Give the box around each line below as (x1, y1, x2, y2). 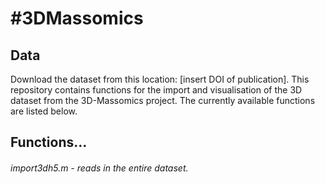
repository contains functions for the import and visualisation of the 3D (10, 84, 303, 96)
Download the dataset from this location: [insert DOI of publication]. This (10, 73, 310, 85)
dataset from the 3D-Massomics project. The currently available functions (10, 95, 316, 106)
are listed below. (10, 105, 78, 117)
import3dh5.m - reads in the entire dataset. (10, 162, 189, 174)
